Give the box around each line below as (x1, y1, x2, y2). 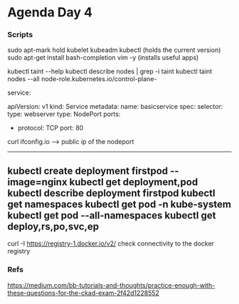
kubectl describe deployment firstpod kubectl (7, 187, 216, 199)
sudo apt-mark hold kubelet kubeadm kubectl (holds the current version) (7, 46, 221, 54)
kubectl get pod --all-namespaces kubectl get (7, 209, 216, 221)
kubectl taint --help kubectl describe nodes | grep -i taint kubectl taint (7, 67, 213, 75)
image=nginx (7, 176, 68, 188)
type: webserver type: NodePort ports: (7, 110, 121, 118)
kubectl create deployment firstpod (7, 164, 169, 177)
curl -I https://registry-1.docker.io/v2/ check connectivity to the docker (7, 239, 215, 248)
